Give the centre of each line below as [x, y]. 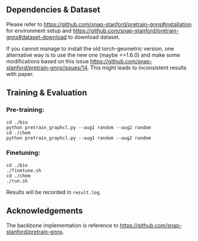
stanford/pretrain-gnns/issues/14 [47, 68]
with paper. [20, 74]
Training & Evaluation [47, 93]
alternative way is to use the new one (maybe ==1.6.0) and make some [93, 55]
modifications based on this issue [48, 61]
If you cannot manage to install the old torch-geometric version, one [90, 48]
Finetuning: [23, 153]
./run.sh [17, 181]
